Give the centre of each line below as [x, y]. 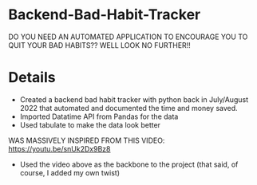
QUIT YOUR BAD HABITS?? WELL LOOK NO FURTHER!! [100, 45]
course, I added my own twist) [70, 172]
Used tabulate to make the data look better [90, 124]
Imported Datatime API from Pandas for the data [99, 116]
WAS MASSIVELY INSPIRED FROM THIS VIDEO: [87, 140]
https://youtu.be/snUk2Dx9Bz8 [59, 148]
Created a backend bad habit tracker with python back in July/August [134, 99]
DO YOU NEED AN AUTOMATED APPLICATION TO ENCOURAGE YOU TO [128, 37]
